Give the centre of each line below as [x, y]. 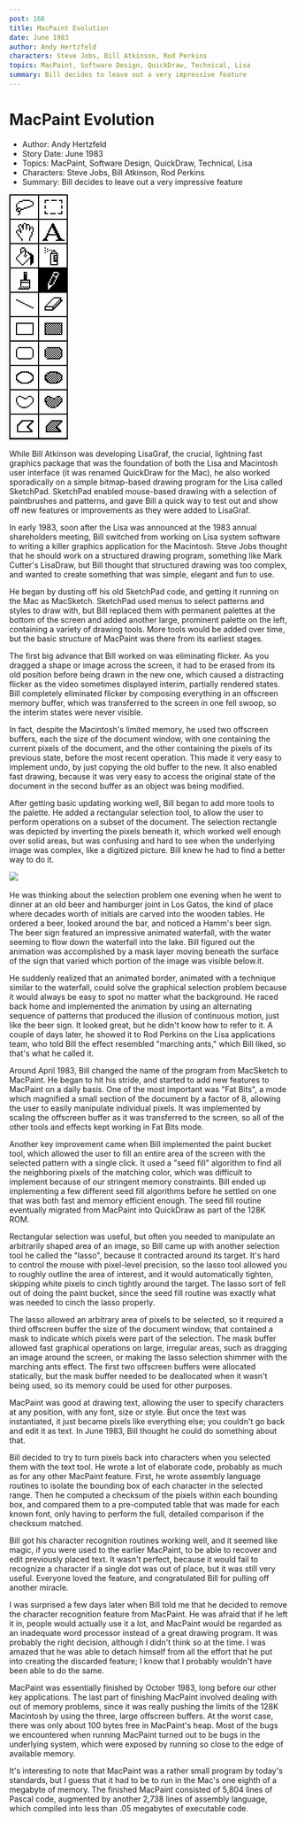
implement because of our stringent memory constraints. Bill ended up [138, 1182]
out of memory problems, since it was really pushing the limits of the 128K [144, 1706]
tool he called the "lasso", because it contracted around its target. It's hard [145, 1255]
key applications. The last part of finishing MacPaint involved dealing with [143, 1697]
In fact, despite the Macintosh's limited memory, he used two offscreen [139, 729]
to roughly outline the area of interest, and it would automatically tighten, [141, 1274]
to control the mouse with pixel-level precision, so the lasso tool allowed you [148, 1264]
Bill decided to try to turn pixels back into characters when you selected [140, 1457]
